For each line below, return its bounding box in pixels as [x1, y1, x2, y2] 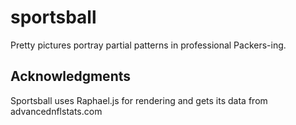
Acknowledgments [10, 68, 132, 85]
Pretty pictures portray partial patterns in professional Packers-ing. [10, 39, 287, 51]
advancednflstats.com [10, 105, 103, 117]
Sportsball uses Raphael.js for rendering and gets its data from [10, 94, 268, 106]
